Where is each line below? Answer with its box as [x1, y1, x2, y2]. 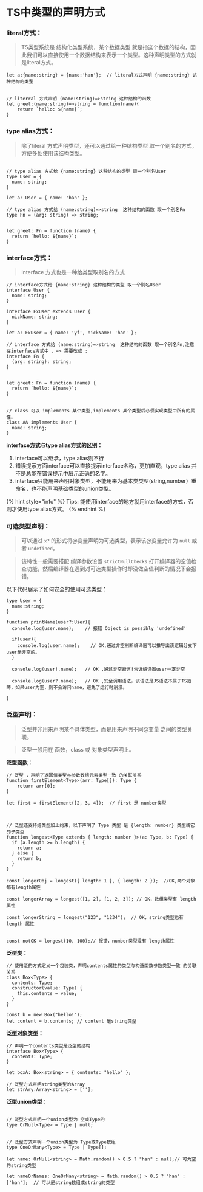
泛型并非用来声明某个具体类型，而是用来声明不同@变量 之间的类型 [21, 725, 188, 733]
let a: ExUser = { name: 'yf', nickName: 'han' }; [6, 330, 137, 336]
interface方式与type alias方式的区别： [6, 442, 103, 449]
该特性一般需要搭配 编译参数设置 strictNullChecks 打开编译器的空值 [21, 558, 192, 565]
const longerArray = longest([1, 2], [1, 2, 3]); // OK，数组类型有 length [6, 896, 196, 902]
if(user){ [12, 636, 36, 642]
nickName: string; [12, 314, 59, 320]
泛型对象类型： [6, 1029, 44, 1037]
